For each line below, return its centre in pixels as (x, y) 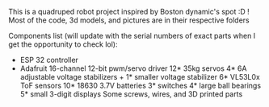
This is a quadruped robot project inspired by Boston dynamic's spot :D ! (129, 12)
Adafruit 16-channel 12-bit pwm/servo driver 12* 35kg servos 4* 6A (133, 68)
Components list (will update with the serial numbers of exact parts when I (132, 36)
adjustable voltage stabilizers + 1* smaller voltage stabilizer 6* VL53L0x (140, 77)
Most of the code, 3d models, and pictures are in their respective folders (129, 20)
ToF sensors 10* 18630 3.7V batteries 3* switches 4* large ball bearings (140, 85)
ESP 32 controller (49, 60)
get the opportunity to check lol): (63, 44)
